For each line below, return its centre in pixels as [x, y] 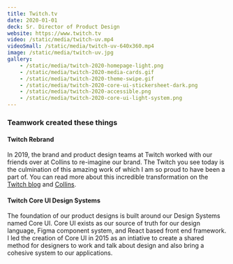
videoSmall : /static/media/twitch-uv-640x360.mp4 [81, 46]
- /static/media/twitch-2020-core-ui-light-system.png [101, 98]
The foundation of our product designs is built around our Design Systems [114, 216]
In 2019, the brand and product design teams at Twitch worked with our [110, 155]
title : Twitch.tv [32, 14]
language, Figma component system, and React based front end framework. [117, 230]
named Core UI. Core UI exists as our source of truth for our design [104, 223]
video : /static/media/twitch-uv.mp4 [60, 40]
